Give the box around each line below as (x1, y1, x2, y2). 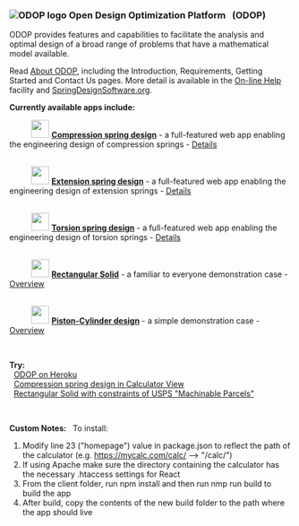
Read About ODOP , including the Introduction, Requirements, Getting (9, 65, 263, 76)
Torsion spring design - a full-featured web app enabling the (51, 222, 278, 233)
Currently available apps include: (9, 102, 136, 113)
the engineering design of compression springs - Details (9, 139, 218, 150)
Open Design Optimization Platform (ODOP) (68, 9, 267, 22)
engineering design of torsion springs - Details (9, 232, 182, 243)
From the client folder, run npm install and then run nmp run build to (21, 479, 272, 489)
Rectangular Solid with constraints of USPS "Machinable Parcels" (13, 388, 255, 399)
